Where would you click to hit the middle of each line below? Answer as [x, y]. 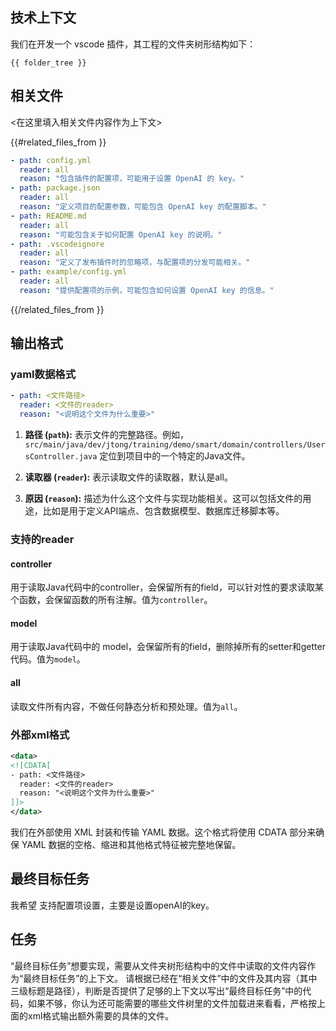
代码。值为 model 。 [48, 659]
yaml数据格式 [43, 375]
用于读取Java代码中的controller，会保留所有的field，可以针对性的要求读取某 [167, 587]
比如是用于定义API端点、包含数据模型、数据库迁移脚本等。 [163, 511]
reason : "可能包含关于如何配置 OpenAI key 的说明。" [121, 234]
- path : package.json [55, 188]
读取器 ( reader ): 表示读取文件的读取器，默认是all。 [128, 477]
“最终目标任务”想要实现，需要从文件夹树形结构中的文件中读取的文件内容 [159, 965]
